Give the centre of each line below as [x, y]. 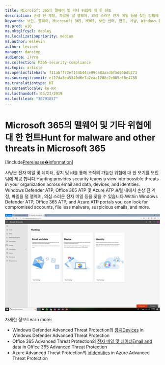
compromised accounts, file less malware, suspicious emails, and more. [78, 207]
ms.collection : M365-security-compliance [48, 62]
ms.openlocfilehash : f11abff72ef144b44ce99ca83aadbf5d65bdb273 [71, 73]
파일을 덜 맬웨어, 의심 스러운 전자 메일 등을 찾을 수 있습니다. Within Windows [85, 197]
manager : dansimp [23, 52]
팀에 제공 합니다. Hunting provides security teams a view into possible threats [82, 179]
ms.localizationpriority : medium [39, 36]
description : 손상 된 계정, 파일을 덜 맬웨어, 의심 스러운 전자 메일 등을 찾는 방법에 [82, 16]
